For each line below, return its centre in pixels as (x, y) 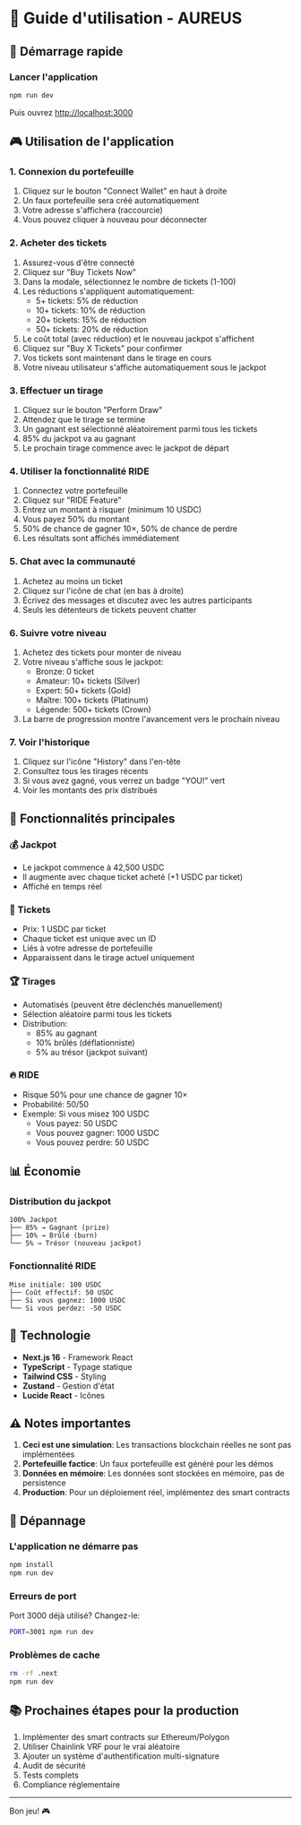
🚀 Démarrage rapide (66, 52)
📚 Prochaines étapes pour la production (124, 1711)
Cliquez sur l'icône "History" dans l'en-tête (101, 762)
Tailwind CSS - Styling (64, 1376)
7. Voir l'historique (50, 742)
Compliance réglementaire (71, 1784)
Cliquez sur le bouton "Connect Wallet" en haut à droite (125, 191)
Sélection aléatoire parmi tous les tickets (97, 1014)
